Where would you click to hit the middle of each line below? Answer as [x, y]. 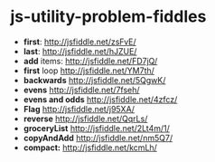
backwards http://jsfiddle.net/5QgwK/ [94, 80]
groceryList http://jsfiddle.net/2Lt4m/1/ [97, 128]
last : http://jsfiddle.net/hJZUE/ [80, 51]
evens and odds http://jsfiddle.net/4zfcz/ [100, 99]
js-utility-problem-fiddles [108, 17]
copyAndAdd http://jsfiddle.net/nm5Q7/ [98, 138]
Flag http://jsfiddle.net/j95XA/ [79, 109]
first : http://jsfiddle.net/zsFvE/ [79, 42]
